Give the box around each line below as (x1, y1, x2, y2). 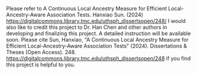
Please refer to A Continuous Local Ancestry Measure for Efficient (6, 5, 167, 12)
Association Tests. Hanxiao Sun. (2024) (46, 11, 144, 18)
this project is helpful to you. (6, 61, 76, 68)
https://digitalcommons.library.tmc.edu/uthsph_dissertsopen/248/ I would (6, 18, 186, 24)
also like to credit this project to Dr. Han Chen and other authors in (6, 23, 167, 31)
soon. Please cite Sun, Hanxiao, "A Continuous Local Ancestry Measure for (6, 36, 189, 43)
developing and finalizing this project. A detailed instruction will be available (6, 30, 191, 37)
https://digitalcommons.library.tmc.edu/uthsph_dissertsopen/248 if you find (6, 55, 191, 62)
